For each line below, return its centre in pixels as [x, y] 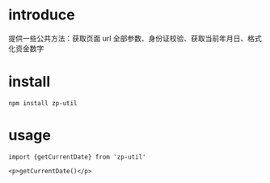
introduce [42, 15]
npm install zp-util [43, 103]
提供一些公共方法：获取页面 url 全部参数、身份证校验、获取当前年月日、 [128, 38]
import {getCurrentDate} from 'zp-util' [78, 157]
